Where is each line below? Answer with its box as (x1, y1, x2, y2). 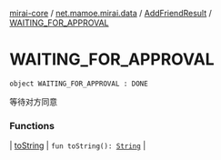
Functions (9, 119, 55, 132)
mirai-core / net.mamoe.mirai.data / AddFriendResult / (9, 8, 212, 18)
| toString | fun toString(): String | (9, 140, 146, 151)
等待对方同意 (9, 95, 57, 107)
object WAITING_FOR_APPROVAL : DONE (9, 79, 148, 88)
